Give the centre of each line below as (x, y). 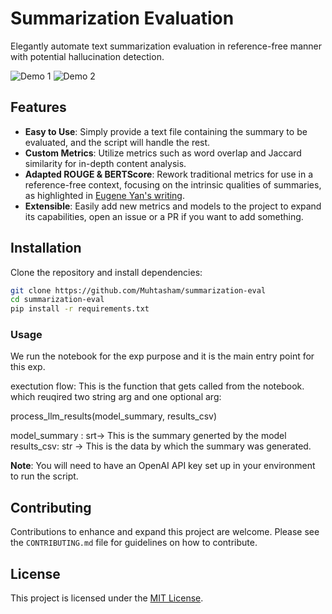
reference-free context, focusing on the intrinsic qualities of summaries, (173, 184)
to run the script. (44, 476)
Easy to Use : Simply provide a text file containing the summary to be (166, 131)
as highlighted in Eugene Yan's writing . (105, 195)
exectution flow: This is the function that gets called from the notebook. (157, 386)
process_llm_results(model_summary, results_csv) (114, 416)
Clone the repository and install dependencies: (106, 272)
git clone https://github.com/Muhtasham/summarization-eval (138, 290)
